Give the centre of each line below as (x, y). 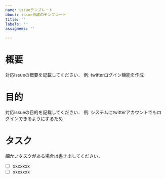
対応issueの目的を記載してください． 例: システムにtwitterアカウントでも (81, 112)
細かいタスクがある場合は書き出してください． (54, 156)
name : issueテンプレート (29, 10)
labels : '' (17, 24)
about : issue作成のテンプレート (36, 15)
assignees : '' (20, 29)
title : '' (16, 19)
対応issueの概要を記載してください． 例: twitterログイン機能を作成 (75, 75)
